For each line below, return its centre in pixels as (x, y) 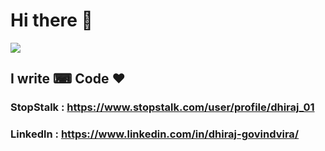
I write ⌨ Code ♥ (68, 79)
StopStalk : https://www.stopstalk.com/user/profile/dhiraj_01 (162, 107)
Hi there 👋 (51, 20)
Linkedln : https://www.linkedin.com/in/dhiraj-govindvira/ (155, 134)
